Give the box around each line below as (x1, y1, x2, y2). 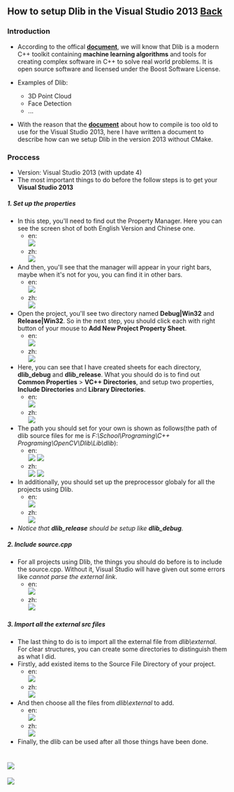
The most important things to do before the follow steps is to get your (17, 175, 218, 184)
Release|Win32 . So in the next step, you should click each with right (17, 316, 215, 325)
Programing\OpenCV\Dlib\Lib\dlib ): (17, 439, 119, 447)
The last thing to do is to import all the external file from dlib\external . (17, 637, 217, 645)
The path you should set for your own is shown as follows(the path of (17, 424, 218, 432)
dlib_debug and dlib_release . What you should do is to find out (17, 370, 200, 379)
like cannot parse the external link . (17, 572, 117, 580)
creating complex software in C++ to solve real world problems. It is (17, 57, 213, 66)
